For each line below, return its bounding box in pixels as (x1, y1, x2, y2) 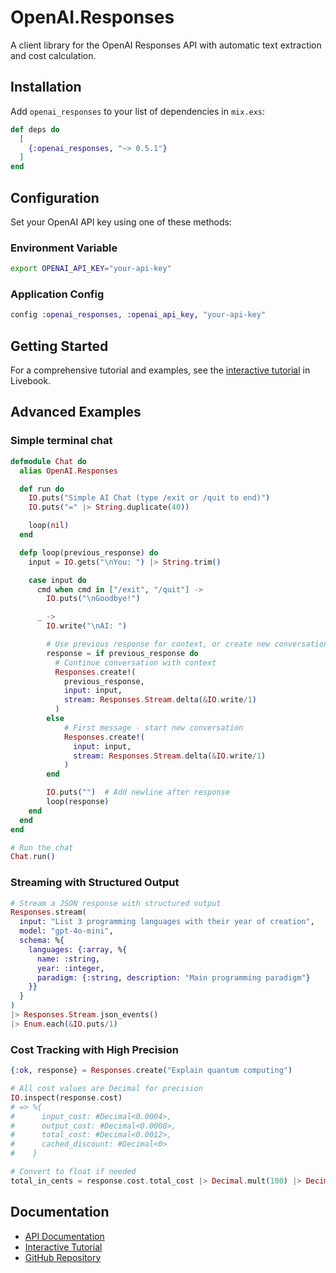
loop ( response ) (46, 797, 110, 807)
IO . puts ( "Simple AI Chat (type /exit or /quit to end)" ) (28, 493, 271, 503)
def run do (19, 484, 65, 494)
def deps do (10, 124, 60, 135)
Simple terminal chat (10, 434, 113, 448)
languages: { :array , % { (28, 944, 128, 955)
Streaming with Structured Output (10, 876, 180, 890)
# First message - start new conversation (63, 722, 244, 733)
